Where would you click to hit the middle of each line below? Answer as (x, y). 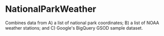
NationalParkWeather (51, 9)
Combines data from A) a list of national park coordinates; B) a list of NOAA (82, 23)
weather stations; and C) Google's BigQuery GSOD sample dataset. (74, 28)
